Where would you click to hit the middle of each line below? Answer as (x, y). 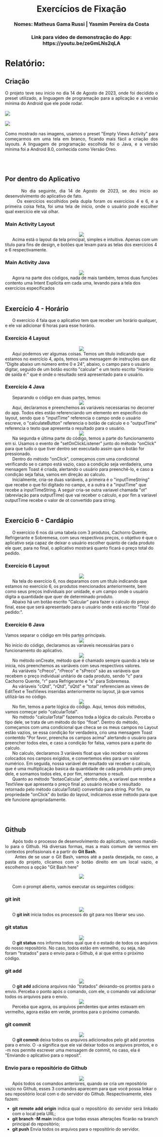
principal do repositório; (36, 1124)
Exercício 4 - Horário (37, 309)
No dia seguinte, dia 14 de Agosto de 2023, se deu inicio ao (90, 191)
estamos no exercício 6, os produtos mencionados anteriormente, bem (76, 586)
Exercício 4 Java (25, 387)
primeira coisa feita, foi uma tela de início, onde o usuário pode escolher (81, 206)
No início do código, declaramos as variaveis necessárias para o (69, 645)
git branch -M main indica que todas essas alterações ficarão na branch (85, 1119)
